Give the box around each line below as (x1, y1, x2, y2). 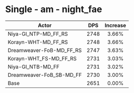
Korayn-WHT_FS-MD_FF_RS (8, 55, 77, 62)
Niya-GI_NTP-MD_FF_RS (8, 30, 68, 37)
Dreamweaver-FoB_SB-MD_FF (8, 71, 82, 78)
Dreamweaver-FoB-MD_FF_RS (8, 46, 82, 54)
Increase (105, 22, 126, 29)
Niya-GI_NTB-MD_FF (8, 63, 59, 70)
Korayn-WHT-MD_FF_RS (8, 38, 68, 45)
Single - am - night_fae (5, 4, 102, 15)
